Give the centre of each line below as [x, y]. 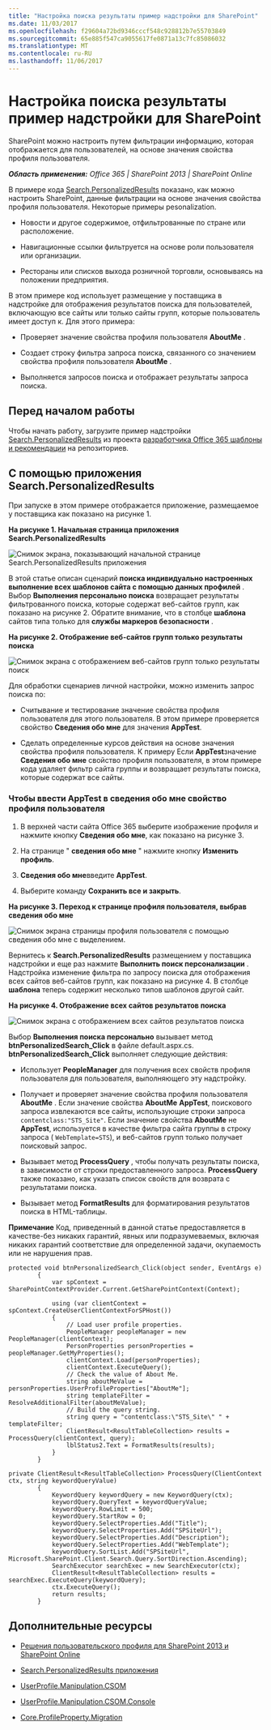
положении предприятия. [64, 280]
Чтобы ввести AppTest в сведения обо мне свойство [118, 799]
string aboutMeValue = [104, 1381]
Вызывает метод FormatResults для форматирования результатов [135, 1203]
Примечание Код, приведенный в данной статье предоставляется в [127, 1227]
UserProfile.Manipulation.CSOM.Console [88, 1701]
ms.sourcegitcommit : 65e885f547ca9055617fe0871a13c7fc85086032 [117, 39]
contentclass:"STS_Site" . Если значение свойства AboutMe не [128, 1120]
